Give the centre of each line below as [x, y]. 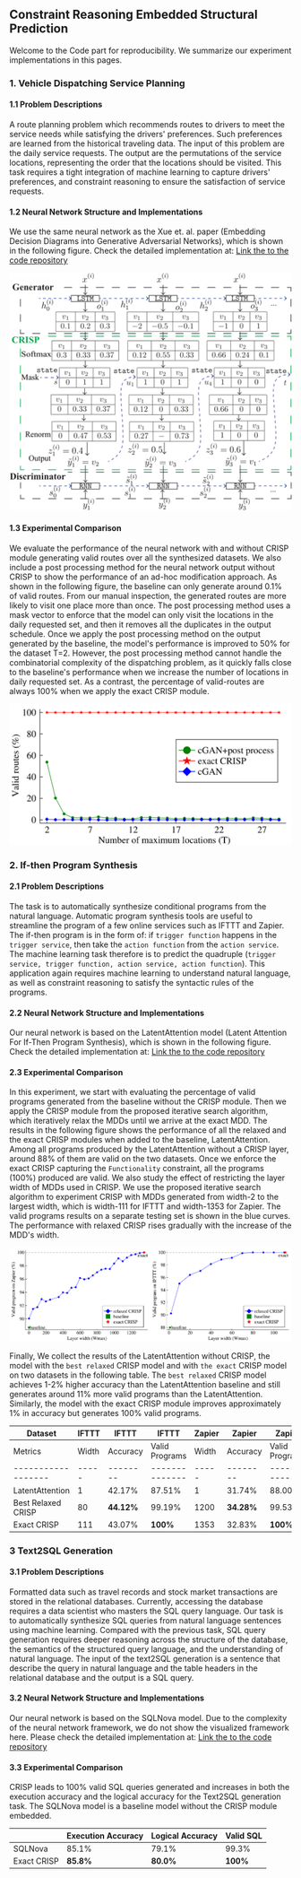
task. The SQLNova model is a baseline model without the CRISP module [143, 1806]
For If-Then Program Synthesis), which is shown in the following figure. [140, 1042]
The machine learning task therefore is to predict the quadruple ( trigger [142, 953]
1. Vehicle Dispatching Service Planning [97, 83]
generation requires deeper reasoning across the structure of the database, [149, 1639]
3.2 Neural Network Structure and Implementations [107, 1698]
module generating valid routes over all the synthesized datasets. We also [146, 557]
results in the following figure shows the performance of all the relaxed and [148, 1130]
